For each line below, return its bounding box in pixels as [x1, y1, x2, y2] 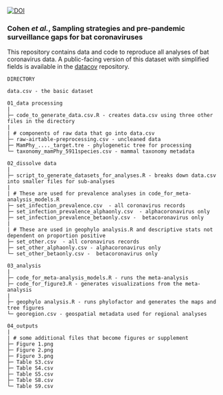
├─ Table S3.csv [7, 359, 54, 366]
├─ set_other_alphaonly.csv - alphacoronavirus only [7, 244, 161, 251]
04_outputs [7, 323, 38, 330]
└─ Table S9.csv [7, 383, 54, 390]
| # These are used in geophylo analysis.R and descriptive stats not [7, 226, 213, 233]
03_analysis [7, 262, 41, 270]
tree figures [7, 305, 45, 312]
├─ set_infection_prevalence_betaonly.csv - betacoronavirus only [7, 214, 204, 222]
